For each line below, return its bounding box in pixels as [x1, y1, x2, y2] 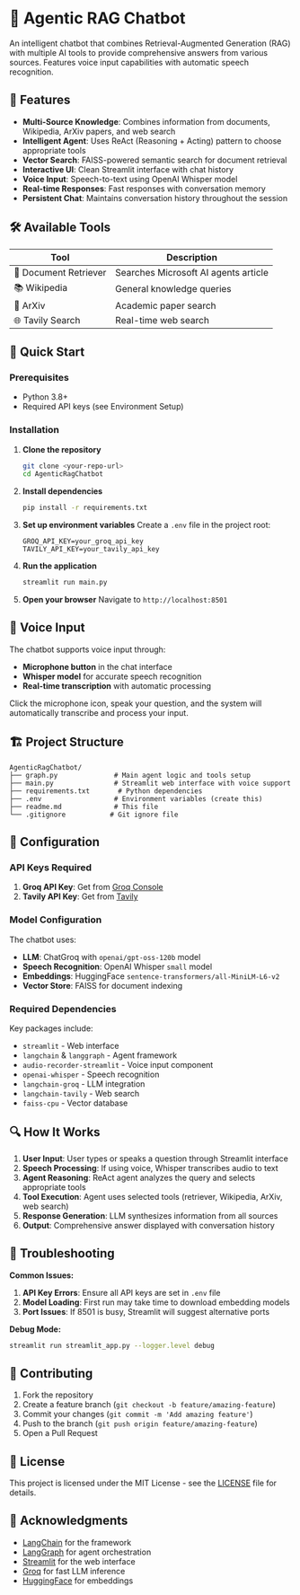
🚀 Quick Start [9, 344, 85, 359]
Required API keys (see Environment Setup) [22, 401, 184, 412]
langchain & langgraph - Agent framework [22, 1050, 178, 1061]
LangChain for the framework [22, 1537, 132, 1547]
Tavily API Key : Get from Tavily [22, 891, 138, 902]
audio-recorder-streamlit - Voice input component [22, 1059, 214, 1070]
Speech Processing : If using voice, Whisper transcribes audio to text [22, 1162, 278, 1173]
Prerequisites [9, 371, 69, 383]
